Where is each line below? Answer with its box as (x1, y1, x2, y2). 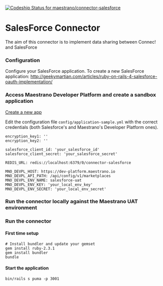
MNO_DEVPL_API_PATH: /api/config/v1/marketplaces (5, 173, 111, 178)
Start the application (5, 265, 49, 271)
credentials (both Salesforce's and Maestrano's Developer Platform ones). (5, 124, 158, 130)
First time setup (5, 230, 39, 236)
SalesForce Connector (5, 23, 100, 34)
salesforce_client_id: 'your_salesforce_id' (5, 147, 100, 152)
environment (5, 204, 38, 211)
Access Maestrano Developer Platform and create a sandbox (5, 91, 156, 98)
